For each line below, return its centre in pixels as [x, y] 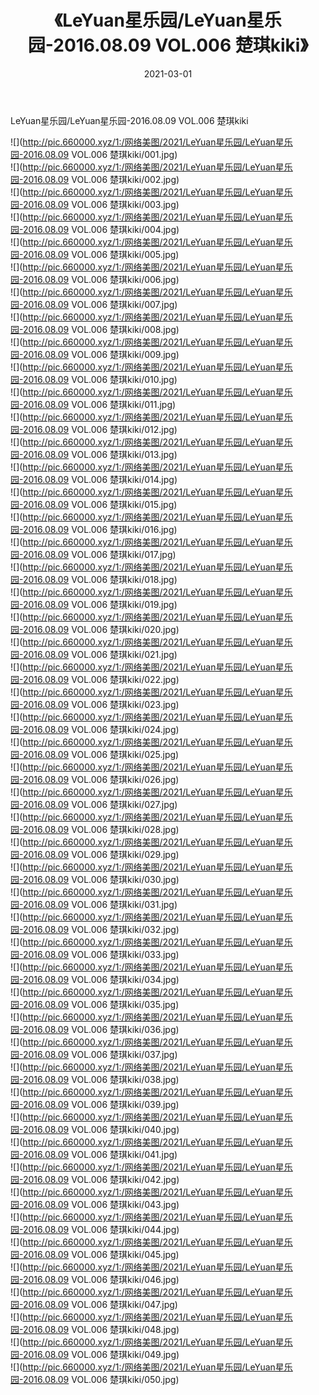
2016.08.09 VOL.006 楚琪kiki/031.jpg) [100, 904]
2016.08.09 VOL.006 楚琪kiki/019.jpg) [100, 604]
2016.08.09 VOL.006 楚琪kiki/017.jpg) [99, 554]
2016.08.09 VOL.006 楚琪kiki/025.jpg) [101, 754]
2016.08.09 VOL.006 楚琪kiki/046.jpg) [101, 1279]
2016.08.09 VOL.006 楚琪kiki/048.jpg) [101, 1329]
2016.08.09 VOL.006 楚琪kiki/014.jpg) [100, 479]
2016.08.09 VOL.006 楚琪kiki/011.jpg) [99, 404]
